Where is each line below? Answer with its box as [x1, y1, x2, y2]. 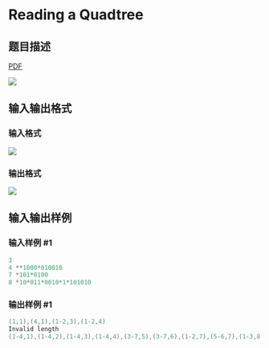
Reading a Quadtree [8, 6, 144, 24]
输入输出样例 [8, 211, 72, 225]
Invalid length [8, 325, 59, 334]
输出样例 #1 [8, 299, 52, 310]
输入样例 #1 [8, 237, 52, 248]
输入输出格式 [8, 102, 72, 116]
